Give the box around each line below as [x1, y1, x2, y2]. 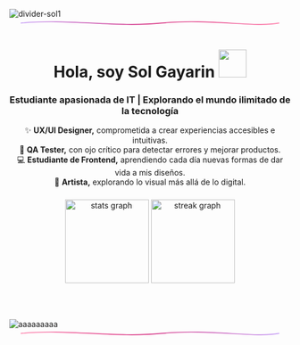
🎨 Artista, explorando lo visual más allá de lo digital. [54, 177, 246, 187]
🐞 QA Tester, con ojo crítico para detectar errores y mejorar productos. [19, 144, 281, 155]
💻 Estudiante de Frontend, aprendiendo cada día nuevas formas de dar [16, 154, 284, 165]
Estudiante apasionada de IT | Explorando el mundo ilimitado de [9, 94, 291, 106]
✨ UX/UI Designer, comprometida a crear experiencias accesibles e [24, 125, 276, 136]
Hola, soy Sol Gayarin [53, 62, 216, 82]
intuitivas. [132, 135, 168, 146]
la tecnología [121, 104, 179, 117]
